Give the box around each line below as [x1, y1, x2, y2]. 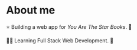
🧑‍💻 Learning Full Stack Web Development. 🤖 [6, 36, 114, 44]
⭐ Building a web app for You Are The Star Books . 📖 [6, 23, 132, 30]
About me [6, 4, 56, 17]
